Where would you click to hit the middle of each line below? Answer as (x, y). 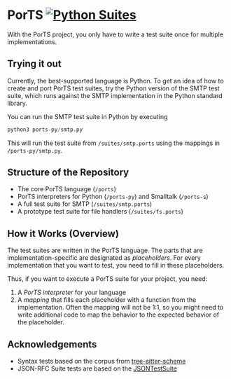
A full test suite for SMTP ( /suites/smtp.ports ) (85, 204)
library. (17, 103)
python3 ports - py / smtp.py (45, 130)
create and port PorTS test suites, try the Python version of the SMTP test (113, 88)
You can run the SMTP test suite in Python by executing (87, 116)
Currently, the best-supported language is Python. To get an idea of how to (115, 81)
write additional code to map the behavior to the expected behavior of (118, 315)
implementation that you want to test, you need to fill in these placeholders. (116, 266)
